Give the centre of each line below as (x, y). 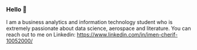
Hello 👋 (17, 9)
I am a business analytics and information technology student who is (89, 22)
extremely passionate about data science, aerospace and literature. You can (98, 28)
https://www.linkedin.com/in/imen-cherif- (127, 35)
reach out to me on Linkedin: (41, 35)
